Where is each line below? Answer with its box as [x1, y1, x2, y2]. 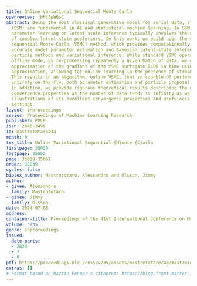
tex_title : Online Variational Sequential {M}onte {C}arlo [6, 139, 154, 146]
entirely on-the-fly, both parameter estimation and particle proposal [11, 80, 191, 86]
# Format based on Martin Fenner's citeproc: [6, 271, 119, 277]
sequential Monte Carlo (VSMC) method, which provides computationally [11, 42, 191, 48]
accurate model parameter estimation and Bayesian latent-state [11, 47, 172, 53]
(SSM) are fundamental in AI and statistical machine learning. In [11, 25, 180, 31]
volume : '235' [6, 221, 41, 227]
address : [6, 211, 28, 217]
